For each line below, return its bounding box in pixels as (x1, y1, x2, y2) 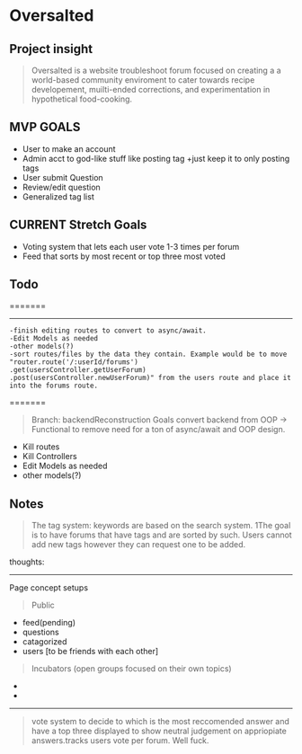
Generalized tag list (22, 191, 94, 202)
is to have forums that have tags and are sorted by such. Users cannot (31, 529, 292, 540)
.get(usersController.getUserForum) (9, 366, 147, 375)
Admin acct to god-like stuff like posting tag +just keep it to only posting (22, 153, 290, 164)
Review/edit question (22, 182, 101, 192)
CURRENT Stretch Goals (9, 217, 147, 233)
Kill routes (22, 441, 60, 452)
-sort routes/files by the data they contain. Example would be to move (9, 350, 288, 359)
